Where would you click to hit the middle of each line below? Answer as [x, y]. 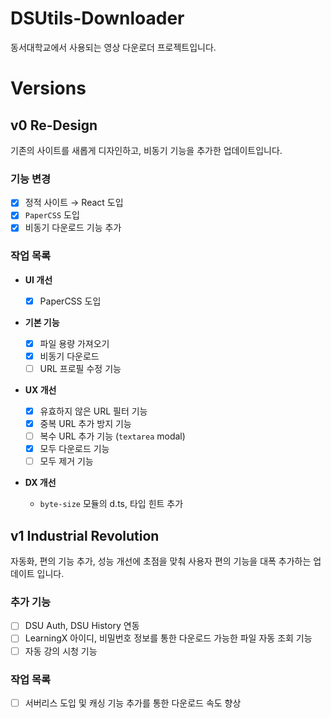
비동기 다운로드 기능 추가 [73, 228]
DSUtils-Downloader [97, 18]
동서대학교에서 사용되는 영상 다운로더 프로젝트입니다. [113, 47]
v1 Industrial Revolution [85, 535]
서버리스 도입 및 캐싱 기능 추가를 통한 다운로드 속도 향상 [133, 703]
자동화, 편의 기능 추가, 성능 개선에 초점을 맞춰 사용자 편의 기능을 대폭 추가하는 [161, 561]
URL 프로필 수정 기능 [80, 368]
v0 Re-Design [54, 125]
